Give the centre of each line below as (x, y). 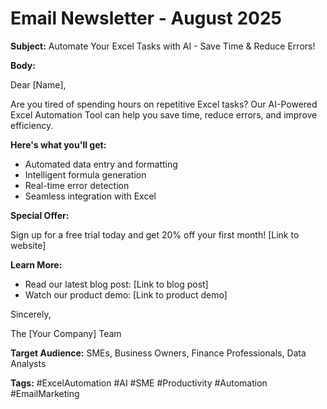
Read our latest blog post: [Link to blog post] (116, 284)
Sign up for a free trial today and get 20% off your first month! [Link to (155, 234)
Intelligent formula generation (85, 174)
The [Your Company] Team (66, 333)
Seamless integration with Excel (90, 196)
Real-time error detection (77, 185)
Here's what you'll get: (58, 144)
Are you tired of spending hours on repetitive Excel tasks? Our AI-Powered (164, 104)
